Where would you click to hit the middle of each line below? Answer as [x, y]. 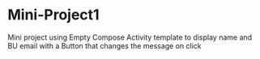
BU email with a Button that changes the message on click [104, 45]
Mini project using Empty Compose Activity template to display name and [130, 37]
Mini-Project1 [53, 15]
